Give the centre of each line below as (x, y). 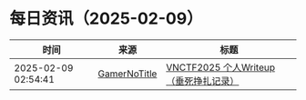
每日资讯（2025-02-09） (106, 19)
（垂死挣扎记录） (202, 81)
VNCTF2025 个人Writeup (220, 67)
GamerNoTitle (127, 74)
